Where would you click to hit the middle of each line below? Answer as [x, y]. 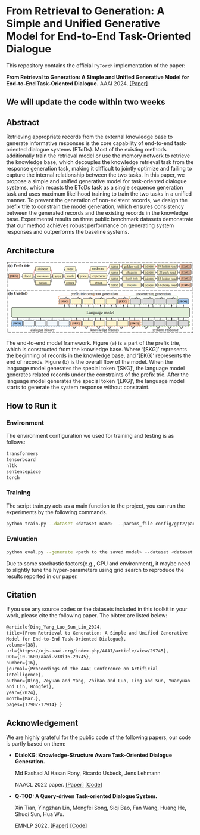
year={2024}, [22, 693]
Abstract [23, 123]
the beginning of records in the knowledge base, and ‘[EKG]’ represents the [99, 355]
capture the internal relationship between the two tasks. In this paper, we [96, 175]
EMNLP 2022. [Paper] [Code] [51, 826]
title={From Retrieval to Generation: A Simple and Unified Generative [97, 633]
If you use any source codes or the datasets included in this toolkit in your [97, 609]
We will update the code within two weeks [86, 102]
